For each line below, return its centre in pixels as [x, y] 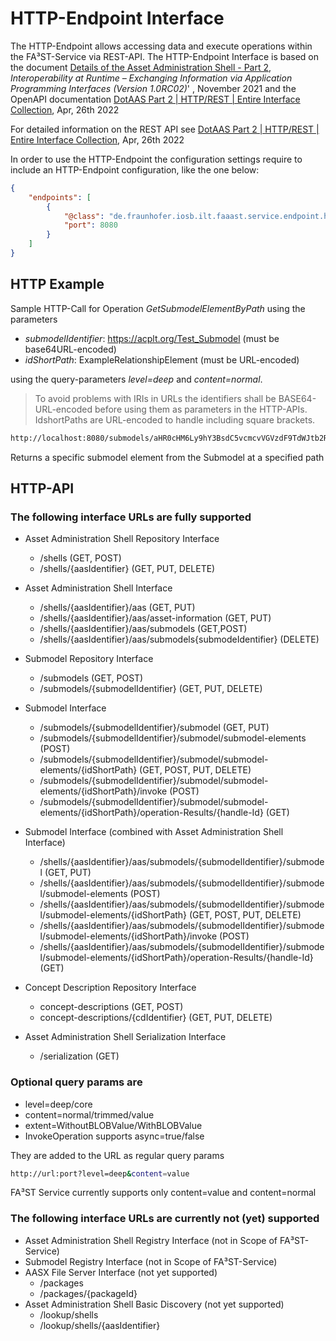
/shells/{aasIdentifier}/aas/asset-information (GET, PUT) [155, 618]
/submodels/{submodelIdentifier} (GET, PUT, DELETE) [151, 689]
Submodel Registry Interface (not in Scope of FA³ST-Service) [151, 1261]
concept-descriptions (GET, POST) [111, 1007]
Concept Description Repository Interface [110, 988]
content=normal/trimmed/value [89, 1114]
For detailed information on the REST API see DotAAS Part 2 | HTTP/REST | [165, 129]
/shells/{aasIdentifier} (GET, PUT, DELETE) [127, 569]
